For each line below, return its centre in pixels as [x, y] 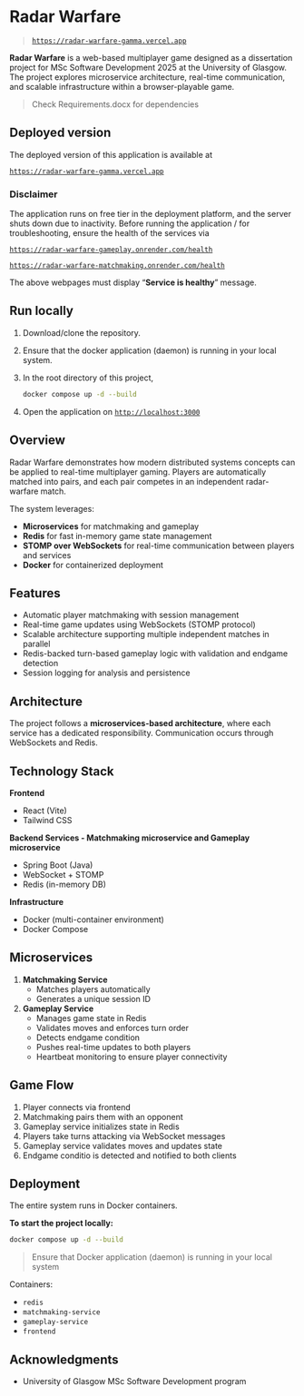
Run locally [42, 311]
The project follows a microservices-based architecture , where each [140, 723]
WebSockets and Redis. [54, 742]
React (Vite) [45, 811]
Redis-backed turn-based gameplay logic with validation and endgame [155, 654]
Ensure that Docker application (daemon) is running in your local [152, 1257]
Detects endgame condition [88, 1037]
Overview [38, 441]
